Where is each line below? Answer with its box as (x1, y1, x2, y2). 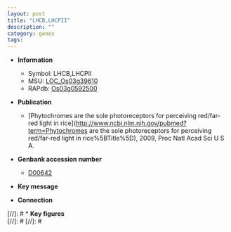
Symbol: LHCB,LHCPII (27, 70, 92, 78)
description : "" (7, 23, 55, 30)
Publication (17, 98, 52, 106)
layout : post (7, 10, 46, 18)
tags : (7, 37, 23, 44)
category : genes (7, 30, 55, 37)
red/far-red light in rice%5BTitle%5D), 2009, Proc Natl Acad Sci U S (27, 134, 225, 143)
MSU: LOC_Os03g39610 (27, 77, 98, 85)
